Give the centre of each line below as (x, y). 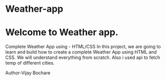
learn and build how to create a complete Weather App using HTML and (81, 52)
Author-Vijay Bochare (28, 73)
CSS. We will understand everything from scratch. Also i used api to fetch (83, 57)
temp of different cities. (30, 63)
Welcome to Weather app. (62, 33)
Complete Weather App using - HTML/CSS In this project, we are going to (83, 47)
